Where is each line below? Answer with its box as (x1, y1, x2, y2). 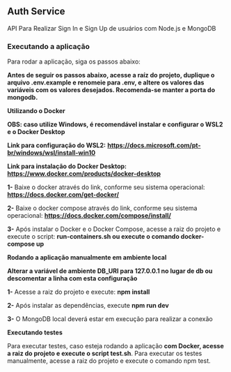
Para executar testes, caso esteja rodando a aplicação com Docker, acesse (7, 342, 224, 350)
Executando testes (7, 328, 63, 337)
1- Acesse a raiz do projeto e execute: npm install (7, 288, 150, 296)
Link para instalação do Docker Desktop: (7, 162, 127, 170)
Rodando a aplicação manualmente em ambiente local (7, 253, 167, 262)
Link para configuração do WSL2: (7, 141, 106, 149)
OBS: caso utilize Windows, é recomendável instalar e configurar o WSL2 (7, 120, 223, 128)
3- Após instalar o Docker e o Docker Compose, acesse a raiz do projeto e (7, 225, 221, 233)
